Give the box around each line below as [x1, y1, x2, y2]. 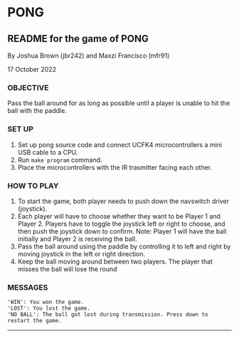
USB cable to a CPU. [17, 148, 78, 156]
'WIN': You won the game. [7, 299, 84, 306]
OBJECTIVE [7, 82, 49, 92]
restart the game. [7, 317, 62, 325]
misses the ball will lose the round [17, 264, 117, 273]
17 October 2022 [7, 65, 57, 73]
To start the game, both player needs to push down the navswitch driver [17, 197, 230, 205]
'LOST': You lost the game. [7, 305, 91, 312]
